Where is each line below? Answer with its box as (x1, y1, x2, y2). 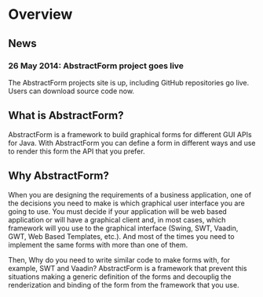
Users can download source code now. (8, 86, 135, 96)
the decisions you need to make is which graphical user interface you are (8, 198, 245, 208)
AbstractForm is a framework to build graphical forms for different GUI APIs (8, 129, 253, 139)
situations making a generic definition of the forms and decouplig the (8, 272, 232, 281)
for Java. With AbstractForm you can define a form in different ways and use (8, 138, 256, 147)
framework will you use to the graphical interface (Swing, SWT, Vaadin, (8, 223, 239, 233)
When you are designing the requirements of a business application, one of (8, 190, 252, 199)
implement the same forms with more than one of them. (8, 240, 188, 249)
